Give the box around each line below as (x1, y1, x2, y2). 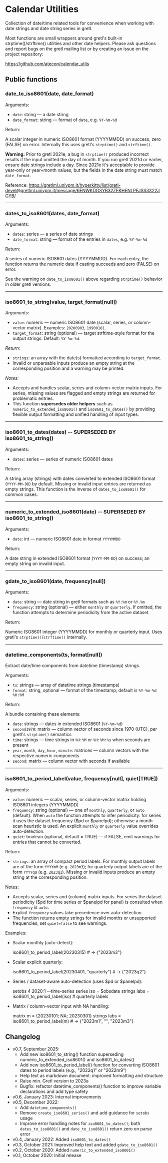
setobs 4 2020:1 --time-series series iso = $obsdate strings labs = (12, 988, 149, 994)
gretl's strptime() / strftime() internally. (5, 634, 87, 640)
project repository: (5, 51, 43, 57)
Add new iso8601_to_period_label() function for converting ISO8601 (19, 1062, 159, 1068)
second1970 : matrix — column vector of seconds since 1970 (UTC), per (12, 726, 157, 732)
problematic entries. (12, 395, 54, 401)
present (12, 742, 28, 748)
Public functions (5, 75, 57, 84)
